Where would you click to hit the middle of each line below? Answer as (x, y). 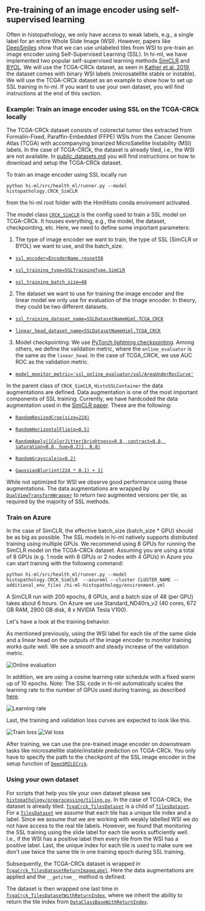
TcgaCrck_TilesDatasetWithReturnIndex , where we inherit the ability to (95, 895)
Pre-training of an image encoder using (83, 10)
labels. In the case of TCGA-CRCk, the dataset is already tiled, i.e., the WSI (100, 150)
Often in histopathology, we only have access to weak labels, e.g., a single (100, 34)
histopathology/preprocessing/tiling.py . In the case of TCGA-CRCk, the (99, 799)
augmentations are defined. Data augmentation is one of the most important (102, 392)
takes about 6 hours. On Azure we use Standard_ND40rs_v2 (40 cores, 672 (102, 603)
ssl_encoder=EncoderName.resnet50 (59, 258)
